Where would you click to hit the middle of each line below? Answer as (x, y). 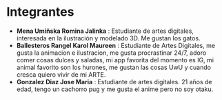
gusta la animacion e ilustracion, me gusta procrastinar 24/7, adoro (111, 53)
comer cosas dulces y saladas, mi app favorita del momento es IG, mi (115, 60)
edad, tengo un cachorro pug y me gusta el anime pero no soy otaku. (115, 89)
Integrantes (40, 12)
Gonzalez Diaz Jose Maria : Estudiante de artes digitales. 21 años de (114, 82)
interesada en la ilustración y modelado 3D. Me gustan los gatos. (108, 38)
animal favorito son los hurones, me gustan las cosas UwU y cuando (114, 67)
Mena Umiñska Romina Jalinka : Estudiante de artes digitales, (105, 31)
